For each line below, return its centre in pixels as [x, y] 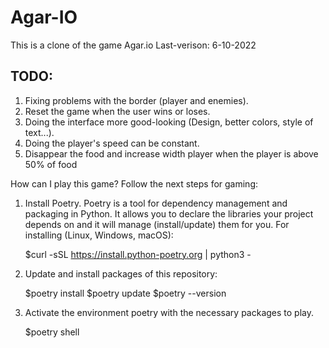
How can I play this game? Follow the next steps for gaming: [134, 183]
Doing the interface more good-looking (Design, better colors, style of [169, 122]
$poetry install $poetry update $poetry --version [125, 293]
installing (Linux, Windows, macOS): [99, 235]
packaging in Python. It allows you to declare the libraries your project [169, 213]
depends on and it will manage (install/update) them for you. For [157, 224]
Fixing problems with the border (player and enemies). [136, 100]
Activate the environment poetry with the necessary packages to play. [169, 312]
